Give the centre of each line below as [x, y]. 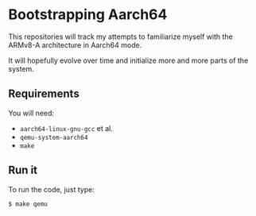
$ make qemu [28, 204]
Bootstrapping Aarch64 [88, 15]
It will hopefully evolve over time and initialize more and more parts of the [128, 60]
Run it [23, 170]
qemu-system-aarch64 [54, 137]
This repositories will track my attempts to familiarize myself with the [120, 37]
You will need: [31, 113]
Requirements [44, 94]
